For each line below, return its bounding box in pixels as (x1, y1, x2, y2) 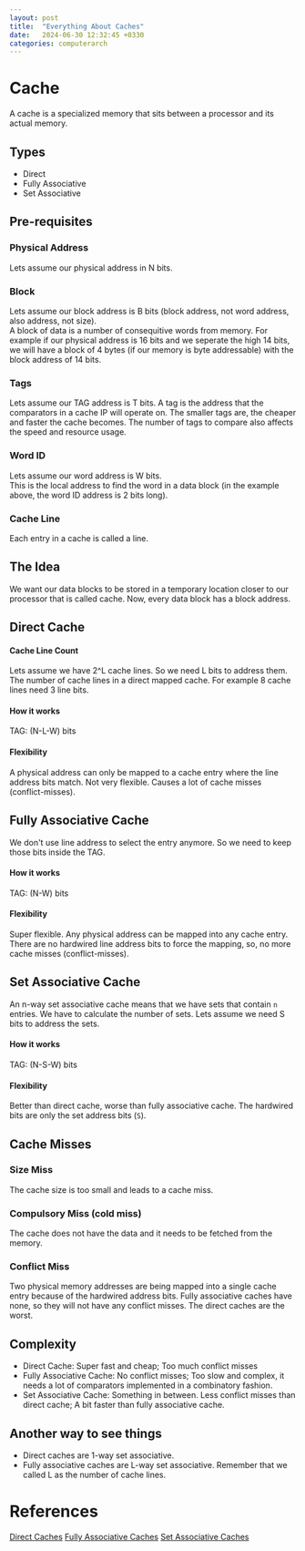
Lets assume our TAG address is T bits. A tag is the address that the (9, 397, 264, 408)
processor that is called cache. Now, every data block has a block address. (9, 593, 291, 604)
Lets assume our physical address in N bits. (9, 262, 173, 273)
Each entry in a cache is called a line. (9, 532, 148, 543)
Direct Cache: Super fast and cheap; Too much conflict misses (22, 1361, 258, 1371)
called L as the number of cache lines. (22, 1469, 167, 1481)
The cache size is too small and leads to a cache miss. (9, 1184, 214, 1195)
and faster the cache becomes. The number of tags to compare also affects (9, 416, 294, 428)
